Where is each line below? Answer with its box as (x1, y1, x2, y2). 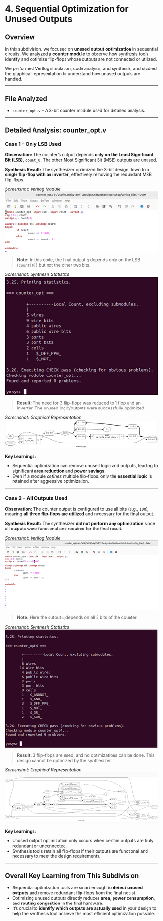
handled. (5, 76, 23, 82)
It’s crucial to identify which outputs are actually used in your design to (12, 905, 157, 911)
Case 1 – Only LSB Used (5, 141, 62, 148)
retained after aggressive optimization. (12, 478, 90, 484)
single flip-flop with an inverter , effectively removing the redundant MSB (5, 171, 152, 177)
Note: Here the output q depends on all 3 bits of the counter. (16, 614, 138, 620)
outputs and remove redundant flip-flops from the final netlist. (12, 890, 137, 896)
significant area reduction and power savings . (12, 468, 106, 474)
